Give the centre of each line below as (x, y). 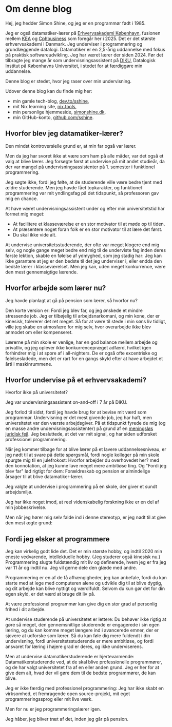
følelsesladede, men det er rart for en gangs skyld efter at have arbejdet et (84, 358)
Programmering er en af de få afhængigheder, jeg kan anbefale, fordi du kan (86, 578)
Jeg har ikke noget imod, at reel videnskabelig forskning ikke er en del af (82, 502)
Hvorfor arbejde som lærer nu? (56, 288)
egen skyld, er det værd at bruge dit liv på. (50, 594)
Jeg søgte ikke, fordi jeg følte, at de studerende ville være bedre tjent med (84, 182)
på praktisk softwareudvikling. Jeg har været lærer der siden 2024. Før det (84, 55)
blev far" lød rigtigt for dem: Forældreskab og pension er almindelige (78, 471)
